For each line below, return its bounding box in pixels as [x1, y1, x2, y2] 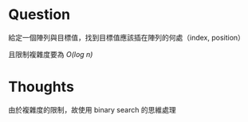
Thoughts [8, 78, 74, 96]
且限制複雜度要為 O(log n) [8, 49, 93, 59]
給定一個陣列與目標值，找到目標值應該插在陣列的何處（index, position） [8, 32, 246, 42]
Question [8, 6, 70, 24]
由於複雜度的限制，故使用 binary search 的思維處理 [8, 105, 177, 114]
